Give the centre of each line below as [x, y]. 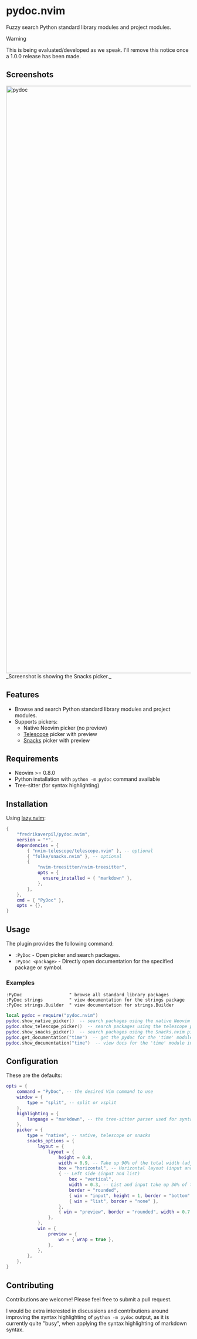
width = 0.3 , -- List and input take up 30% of [128, 1185]
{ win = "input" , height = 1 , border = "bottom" [130, 1196]
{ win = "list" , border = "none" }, [114, 1201]
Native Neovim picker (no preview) [65, 728]
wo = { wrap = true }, [86, 1239]
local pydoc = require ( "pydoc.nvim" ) [52, 1016]
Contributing [30, 1285]
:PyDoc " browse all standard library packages [87, 995]
